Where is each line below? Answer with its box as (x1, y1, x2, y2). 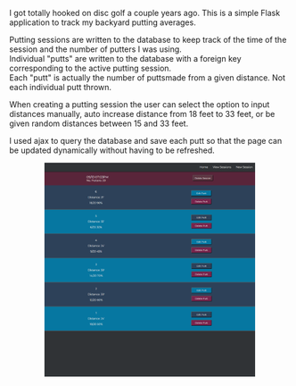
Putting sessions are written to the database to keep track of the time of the (9, 35, 287, 45)
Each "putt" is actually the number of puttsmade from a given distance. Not (9, 72, 286, 83)
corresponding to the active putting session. (9, 63, 172, 73)
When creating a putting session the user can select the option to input (9, 99, 270, 110)
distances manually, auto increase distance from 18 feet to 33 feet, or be (9, 109, 275, 119)
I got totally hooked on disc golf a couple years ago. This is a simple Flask (9, 8, 281, 18)
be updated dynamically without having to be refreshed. (9, 145, 216, 155)
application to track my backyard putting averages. (9, 17, 196, 28)
